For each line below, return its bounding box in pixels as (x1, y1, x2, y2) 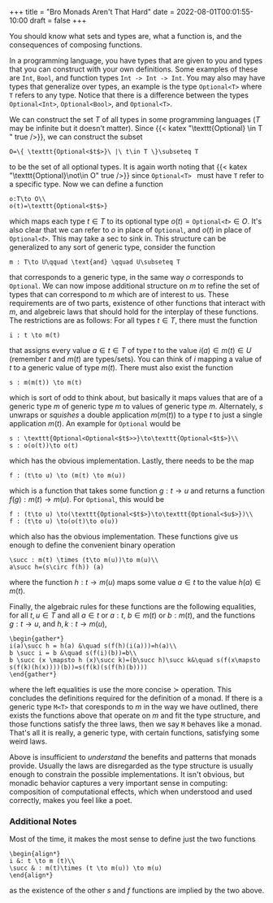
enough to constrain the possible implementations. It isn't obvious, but (9, 770, 245, 779)
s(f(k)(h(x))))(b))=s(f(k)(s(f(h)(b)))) (9, 663, 149, 671)
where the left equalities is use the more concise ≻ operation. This (9, 685, 232, 694)
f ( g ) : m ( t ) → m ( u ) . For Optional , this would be (9, 495, 165, 504)
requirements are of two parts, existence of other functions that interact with (9, 299, 266, 308)
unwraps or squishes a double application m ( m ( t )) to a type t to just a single (9, 410, 263, 420)
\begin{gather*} (9, 635, 64, 643)
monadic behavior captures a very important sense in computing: (9, 779, 228, 787)
